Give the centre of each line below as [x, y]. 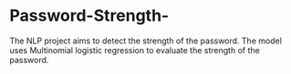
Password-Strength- [89, 16]
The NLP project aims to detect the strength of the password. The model [146, 41]
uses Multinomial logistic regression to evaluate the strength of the [135, 50]
